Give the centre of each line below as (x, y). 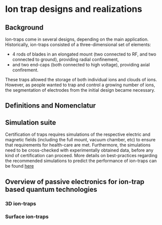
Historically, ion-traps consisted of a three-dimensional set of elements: (78, 45)
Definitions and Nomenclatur (51, 106)
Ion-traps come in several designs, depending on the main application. (77, 39)
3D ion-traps (20, 203)
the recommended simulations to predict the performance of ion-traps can (81, 161)
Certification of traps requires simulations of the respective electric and (78, 134)
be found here (20, 166)
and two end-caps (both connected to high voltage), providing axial (81, 65)
